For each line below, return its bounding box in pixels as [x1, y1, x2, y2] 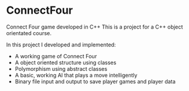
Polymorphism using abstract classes [14, 65, 108, 72]
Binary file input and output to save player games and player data [14, 78, 176, 85]
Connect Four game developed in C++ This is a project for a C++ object [6, 23, 184, 30]
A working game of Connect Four [14, 52, 97, 59]
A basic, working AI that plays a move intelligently [14, 71, 138, 79]
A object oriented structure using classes [14, 59, 117, 66]
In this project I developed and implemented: [6, 41, 116, 48]
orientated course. [6, 29, 52, 36]
